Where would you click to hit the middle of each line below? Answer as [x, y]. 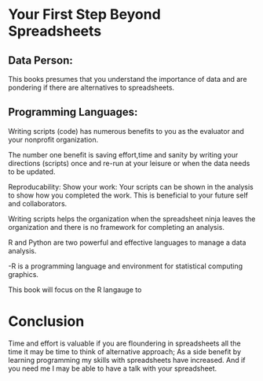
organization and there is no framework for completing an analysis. [117, 227]
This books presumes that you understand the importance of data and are [128, 79]
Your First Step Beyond [84, 15]
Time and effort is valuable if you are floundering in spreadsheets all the [124, 343]
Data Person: [40, 60]
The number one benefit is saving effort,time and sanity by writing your [123, 154]
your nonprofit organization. [53, 139]
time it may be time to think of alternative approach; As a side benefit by [125, 351]
